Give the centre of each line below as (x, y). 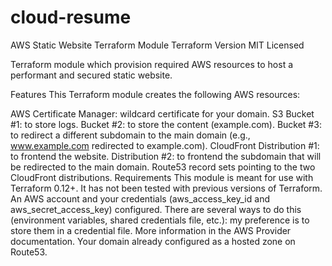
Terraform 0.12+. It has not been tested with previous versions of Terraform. (166, 188)
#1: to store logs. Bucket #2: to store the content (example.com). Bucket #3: (166, 124)
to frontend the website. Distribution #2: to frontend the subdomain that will (166, 156)
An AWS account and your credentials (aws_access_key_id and (140, 198)
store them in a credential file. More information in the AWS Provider (151, 230)
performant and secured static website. (91, 75)
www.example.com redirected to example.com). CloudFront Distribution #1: (165, 145)
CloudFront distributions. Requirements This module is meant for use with (162, 177)
